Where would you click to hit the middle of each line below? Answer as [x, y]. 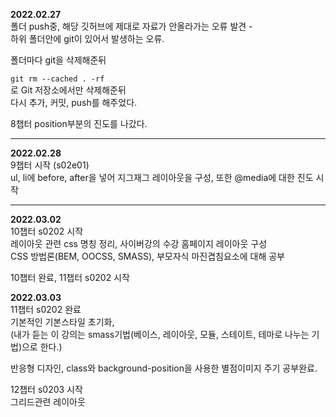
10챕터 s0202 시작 [47, 231]
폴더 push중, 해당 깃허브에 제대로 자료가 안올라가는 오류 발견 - [131, 26]
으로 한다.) [42, 347]
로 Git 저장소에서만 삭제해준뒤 [68, 90]
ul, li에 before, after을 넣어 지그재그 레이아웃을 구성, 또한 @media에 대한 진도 [162, 177]
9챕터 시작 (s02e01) [50, 165]
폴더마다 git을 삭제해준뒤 [58, 60]
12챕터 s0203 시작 [46, 389]
